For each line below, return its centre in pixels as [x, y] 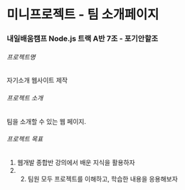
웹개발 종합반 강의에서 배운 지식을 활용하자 [76, 162]
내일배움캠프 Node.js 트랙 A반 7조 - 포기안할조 [83, 38]
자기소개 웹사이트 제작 [37, 80]
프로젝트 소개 [25, 97]
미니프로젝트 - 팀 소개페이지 [83, 15]
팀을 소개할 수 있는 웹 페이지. [47, 121]
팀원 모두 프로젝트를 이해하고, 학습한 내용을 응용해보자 [103, 179]
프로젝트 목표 [25, 139]
